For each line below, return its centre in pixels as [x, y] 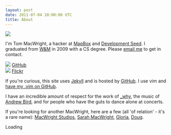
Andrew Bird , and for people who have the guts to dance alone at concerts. [84, 102]
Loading [14, 127]
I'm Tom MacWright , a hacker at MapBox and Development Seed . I [75, 43]
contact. [14, 55]
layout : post [19, 10]
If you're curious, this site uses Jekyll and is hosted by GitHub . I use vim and [86, 81]
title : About [19, 19]
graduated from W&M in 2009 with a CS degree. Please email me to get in [83, 49]
